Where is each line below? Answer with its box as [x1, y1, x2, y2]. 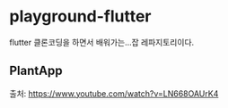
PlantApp [9, 63, 63, 79]
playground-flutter [9, 6, 152, 27]
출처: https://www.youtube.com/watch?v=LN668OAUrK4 [9, 87, 219, 99]
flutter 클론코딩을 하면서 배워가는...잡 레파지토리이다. [9, 37, 195, 47]
